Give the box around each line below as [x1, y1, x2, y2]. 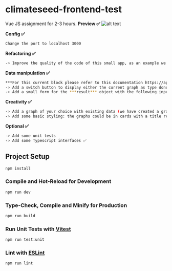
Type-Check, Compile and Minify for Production [5, 201, 127, 209]
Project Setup [5, 152, 50, 161]
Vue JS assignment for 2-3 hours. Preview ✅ [5, 20, 101, 27]
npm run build [5, 213, 36, 218]
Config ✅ [5, 31, 26, 37]
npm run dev [5, 190, 31, 195]
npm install [5, 165, 31, 171]
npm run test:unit [5, 237, 45, 242]
